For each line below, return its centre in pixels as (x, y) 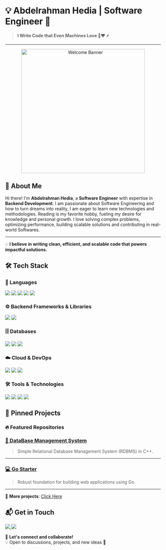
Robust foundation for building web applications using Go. (76, 482)
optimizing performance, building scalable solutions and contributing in (78, 224)
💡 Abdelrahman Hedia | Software (74, 11)
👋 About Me (23, 186)
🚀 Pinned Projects (33, 413)
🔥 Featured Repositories (35, 427)
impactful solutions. (26, 249)
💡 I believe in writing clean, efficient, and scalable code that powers (76, 244)
